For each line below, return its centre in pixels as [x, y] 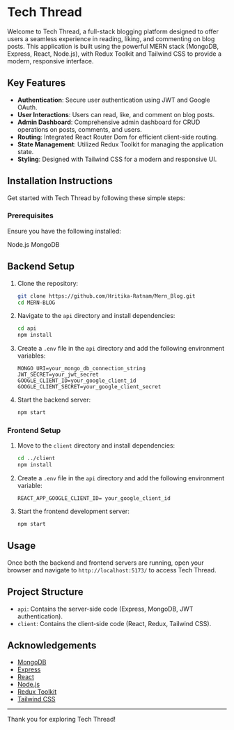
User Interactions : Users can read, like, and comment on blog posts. [116, 114]
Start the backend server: [54, 400]
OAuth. [27, 107]
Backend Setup [41, 267]
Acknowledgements [52, 645]
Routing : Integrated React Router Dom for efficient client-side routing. [117, 137]
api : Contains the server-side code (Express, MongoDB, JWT [105, 609]
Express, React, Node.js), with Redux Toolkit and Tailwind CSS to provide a [114, 54]
